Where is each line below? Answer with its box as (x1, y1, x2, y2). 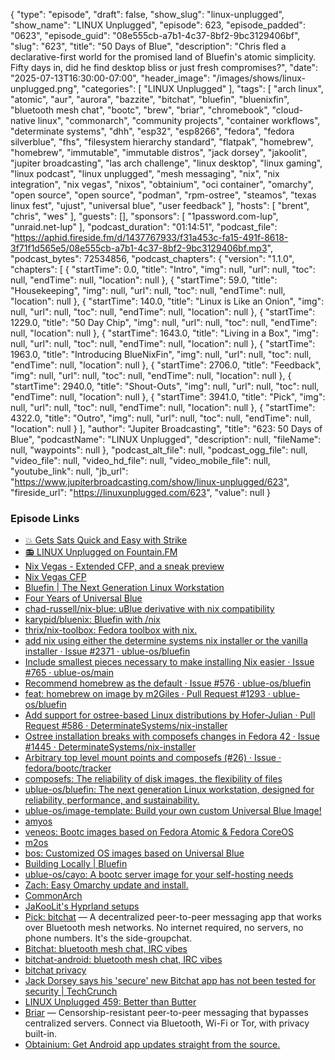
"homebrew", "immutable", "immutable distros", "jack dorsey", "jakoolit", (10, 147, 308, 158)
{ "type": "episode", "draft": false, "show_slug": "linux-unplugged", (10, 9, 285, 20)
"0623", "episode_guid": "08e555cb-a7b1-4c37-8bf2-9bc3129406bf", (10, 30, 301, 41)
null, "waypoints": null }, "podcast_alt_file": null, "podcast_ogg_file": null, (10, 444, 308, 456)
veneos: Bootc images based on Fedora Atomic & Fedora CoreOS (24, 826, 294, 838)
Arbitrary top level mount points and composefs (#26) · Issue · (24, 752, 282, 764)
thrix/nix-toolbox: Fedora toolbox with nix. (24, 624, 198, 636)
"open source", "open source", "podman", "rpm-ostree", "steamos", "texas (10, 189, 317, 201)
